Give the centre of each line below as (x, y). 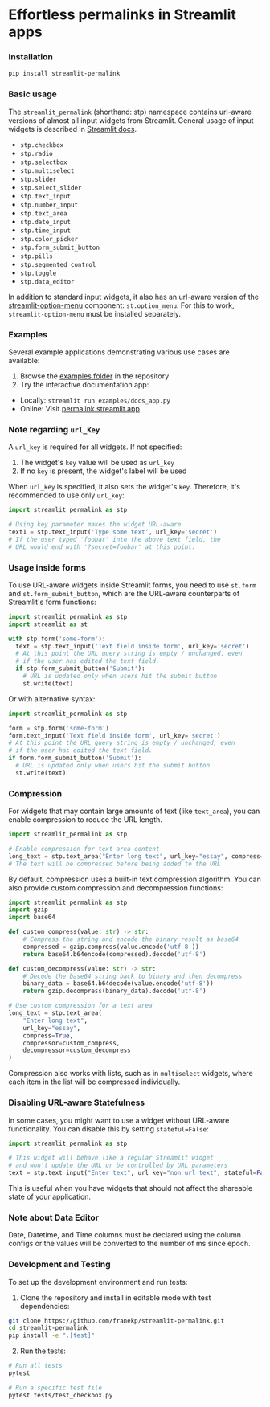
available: (24, 360)
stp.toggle (38, 273)
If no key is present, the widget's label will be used (103, 471)
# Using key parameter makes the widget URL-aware (95, 525)
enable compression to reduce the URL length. (86, 820)
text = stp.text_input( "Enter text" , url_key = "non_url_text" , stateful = (133, 1173)
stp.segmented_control (58, 264)
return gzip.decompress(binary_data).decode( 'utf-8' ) (115, 991)
